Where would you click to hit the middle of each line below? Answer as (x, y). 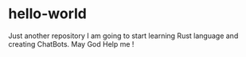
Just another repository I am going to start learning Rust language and (123, 36)
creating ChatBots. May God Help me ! (71, 44)
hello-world (48, 14)
